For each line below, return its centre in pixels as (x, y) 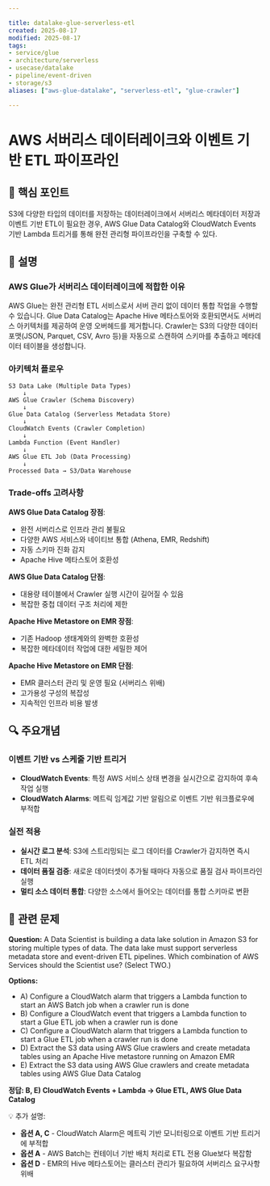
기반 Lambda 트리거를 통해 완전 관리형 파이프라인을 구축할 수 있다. (113, 233)
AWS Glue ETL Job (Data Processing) (70, 457)
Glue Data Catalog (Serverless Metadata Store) (90, 414)
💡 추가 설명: (27, 1116)
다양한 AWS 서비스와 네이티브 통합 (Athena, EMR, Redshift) (115, 539)
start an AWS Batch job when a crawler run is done (104, 1005)
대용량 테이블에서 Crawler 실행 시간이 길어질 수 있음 (102, 594)
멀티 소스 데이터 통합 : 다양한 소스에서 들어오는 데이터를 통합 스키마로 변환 (135, 891)
